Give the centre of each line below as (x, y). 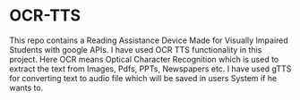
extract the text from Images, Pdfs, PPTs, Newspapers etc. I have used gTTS (150, 69)
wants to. (26, 87)
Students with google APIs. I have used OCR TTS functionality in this (136, 49)
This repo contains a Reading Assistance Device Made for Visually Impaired (149, 40)
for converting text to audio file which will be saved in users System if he (143, 78)
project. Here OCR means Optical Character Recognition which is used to (144, 59)
